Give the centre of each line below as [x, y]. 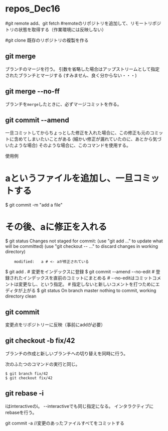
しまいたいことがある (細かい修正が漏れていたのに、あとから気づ [94, 139]
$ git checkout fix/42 [29, 378]
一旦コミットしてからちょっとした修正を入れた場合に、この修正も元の [78, 133]
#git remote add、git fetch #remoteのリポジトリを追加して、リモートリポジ [83, 23]
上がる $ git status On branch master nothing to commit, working [89, 291]
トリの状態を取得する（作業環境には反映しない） [56, 29]
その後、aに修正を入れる [56, 227]
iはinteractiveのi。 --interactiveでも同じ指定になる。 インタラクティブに [79, 406]
